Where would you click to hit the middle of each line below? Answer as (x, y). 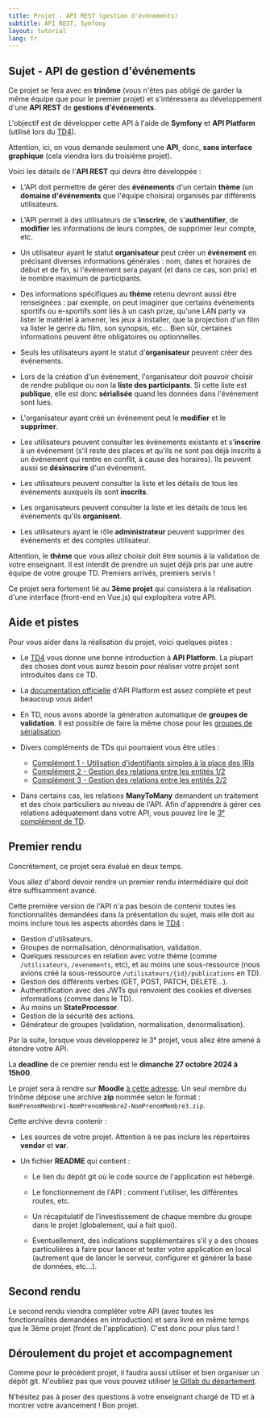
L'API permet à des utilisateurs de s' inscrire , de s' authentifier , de (129, 220)
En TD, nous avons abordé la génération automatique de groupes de (134, 714)
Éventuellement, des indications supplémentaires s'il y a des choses (145, 1240)
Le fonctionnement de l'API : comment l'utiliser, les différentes (135, 1192)
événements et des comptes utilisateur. (85, 540)
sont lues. (36, 402)
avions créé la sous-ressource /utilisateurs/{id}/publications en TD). (141, 973)
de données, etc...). (64, 1266)
